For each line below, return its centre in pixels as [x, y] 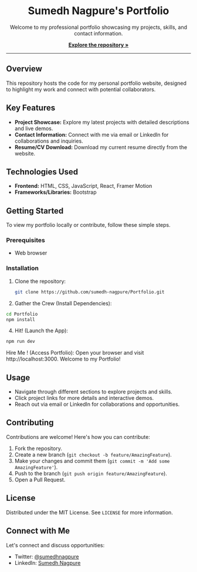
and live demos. [34, 128]
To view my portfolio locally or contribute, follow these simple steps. [89, 225]
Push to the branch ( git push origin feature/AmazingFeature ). [91, 473]
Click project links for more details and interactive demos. [84, 398]
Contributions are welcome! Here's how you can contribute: [78, 437]
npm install [21, 319]
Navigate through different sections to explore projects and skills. [94, 392]
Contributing [30, 423]
